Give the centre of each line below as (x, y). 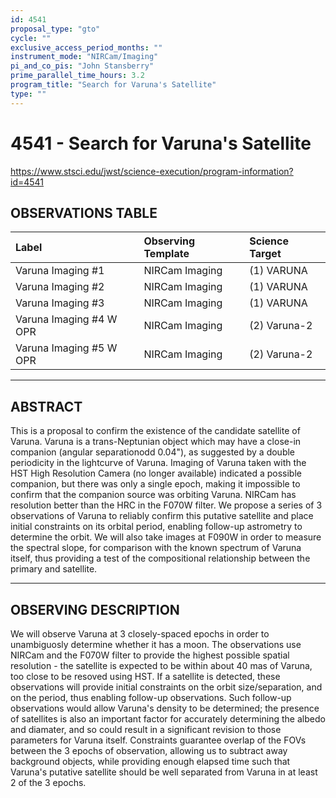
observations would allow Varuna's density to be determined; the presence (165, 708)
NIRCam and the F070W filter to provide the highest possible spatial (150, 655)
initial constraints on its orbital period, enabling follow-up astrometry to (156, 527)
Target (265, 254)
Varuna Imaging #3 (60, 303)
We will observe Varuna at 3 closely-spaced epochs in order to (140, 634)
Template (166, 254)
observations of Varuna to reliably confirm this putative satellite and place (162, 516)
